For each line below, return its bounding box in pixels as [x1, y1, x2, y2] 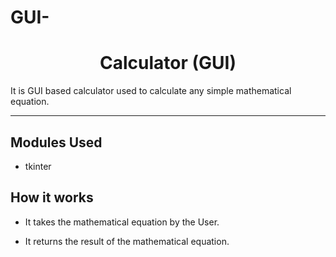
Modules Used [10, 134, 103, 151]
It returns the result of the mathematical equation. [24, 235, 230, 247]
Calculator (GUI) [99, 52, 237, 75]
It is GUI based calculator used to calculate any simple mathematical [10, 85, 292, 97]
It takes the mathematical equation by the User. [24, 216, 220, 228]
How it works [10, 189, 94, 206]
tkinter [24, 160, 52, 172]
